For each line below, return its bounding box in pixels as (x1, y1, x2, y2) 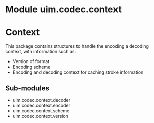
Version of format (12, 58, 50, 65)
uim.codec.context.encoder (12, 102, 71, 108)
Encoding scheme (12, 64, 51, 70)
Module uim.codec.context (5, 4, 122, 15)
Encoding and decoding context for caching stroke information (12, 69, 144, 75)
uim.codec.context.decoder (12, 97, 71, 103)
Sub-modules (5, 84, 50, 92)
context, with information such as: (5, 49, 76, 55)
